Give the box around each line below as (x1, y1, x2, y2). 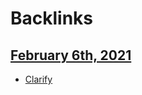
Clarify (24, 73, 53, 85)
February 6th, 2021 (10, 47, 132, 64)
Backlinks (10, 7, 94, 30)
